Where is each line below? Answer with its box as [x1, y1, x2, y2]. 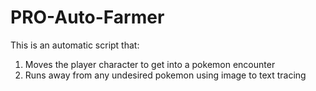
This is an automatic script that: [10, 39, 140, 51]
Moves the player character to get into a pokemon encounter [24, 58, 276, 70]
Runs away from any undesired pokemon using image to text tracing [24, 69, 307, 81]
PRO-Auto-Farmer [10, 6, 165, 29]
